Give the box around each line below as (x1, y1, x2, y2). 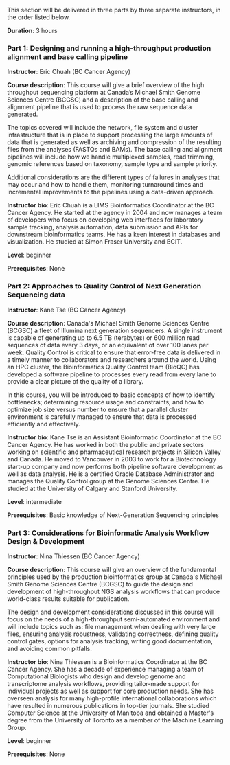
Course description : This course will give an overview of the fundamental (7, 565, 216, 573)
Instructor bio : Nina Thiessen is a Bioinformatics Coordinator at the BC (7, 657, 208, 665)
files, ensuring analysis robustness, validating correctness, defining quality (7, 630, 219, 638)
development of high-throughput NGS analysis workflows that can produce (7, 587, 220, 595)
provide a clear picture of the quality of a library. (7, 377, 144, 385)
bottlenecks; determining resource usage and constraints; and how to (7, 398, 205, 406)
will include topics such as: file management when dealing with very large (7, 622, 216, 630)
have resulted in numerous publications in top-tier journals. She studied (7, 701, 209, 709)
